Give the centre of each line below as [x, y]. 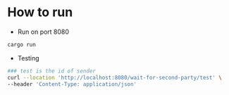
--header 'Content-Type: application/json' [72, 84]
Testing [29, 58]
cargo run [22, 44]
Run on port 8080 [43, 32]
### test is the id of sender [52, 71]
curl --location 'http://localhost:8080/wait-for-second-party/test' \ [114, 77]
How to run [40, 12]
